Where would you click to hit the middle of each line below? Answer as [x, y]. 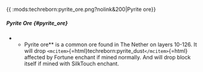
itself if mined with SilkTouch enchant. [72, 64]
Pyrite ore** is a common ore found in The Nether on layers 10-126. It [110, 44]
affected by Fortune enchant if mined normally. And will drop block [107, 57]
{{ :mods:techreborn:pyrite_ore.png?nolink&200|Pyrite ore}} [81, 9]
